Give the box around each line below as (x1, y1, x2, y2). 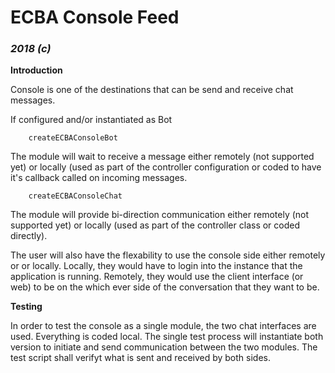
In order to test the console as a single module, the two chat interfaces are (10, 320, 317, 332)
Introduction (10, 64, 63, 76)
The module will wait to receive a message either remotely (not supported (10, 151, 315, 163)
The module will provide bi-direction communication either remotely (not (10, 209, 310, 221)
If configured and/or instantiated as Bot (10, 114, 173, 126)
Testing (10, 301, 43, 313)
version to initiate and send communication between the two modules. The (10, 341, 318, 353)
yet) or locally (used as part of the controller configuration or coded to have (10, 161, 322, 173)
